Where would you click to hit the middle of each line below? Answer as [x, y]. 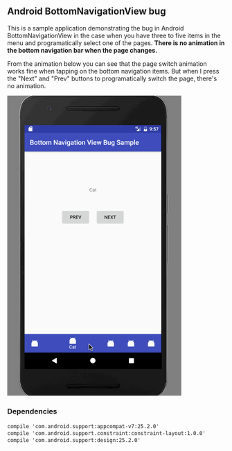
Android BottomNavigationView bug [87, 11]
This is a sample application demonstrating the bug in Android [96, 28]
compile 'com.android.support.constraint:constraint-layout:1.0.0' [107, 434]
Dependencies [32, 411]
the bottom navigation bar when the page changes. [82, 50]
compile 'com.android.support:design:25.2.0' [74, 441]
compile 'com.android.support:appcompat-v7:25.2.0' [83, 427]
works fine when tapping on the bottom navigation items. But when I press [113, 71]
